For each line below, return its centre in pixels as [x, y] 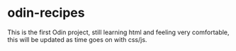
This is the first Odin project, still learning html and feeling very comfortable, [118, 32]
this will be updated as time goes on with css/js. [77, 39]
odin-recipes [46, 13]
